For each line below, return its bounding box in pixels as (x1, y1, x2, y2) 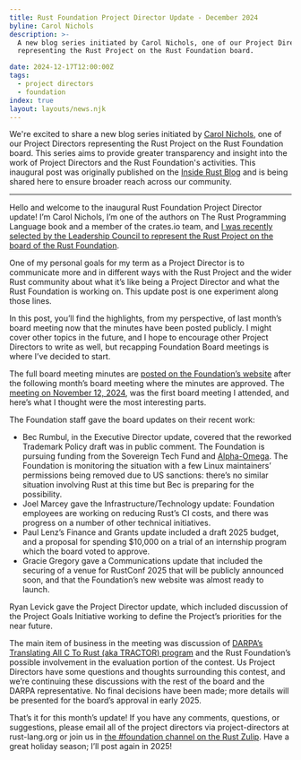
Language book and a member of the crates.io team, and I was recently (9, 221, 273, 232)
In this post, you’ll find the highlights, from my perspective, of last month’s (9, 313, 282, 324)
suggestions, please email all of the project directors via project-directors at (9, 722, 289, 733)
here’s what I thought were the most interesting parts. (9, 397, 207, 408)
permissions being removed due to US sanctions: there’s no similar (21, 470, 269, 480)
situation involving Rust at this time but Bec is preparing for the (21, 479, 254, 490)
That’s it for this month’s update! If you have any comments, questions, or (9, 712, 280, 723)
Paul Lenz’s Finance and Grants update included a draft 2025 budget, (21, 527, 279, 538)
